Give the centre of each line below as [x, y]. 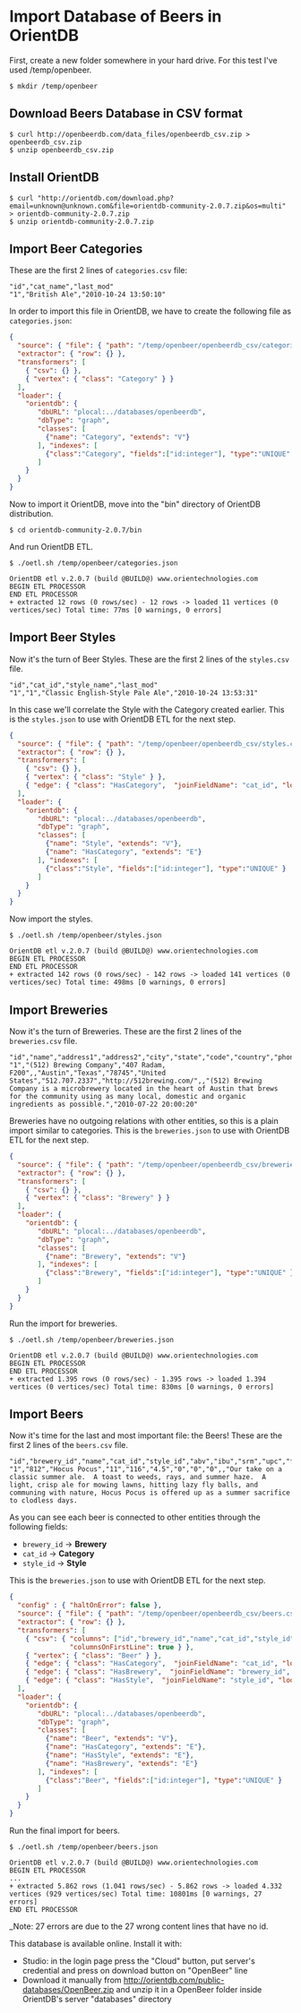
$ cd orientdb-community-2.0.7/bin [76, 530]
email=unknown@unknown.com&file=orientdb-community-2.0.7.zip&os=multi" [148, 206]
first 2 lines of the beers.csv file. [69, 1445]
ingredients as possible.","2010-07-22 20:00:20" [104, 1104]
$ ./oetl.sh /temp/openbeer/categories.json [94, 563]
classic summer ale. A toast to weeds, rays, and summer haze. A [138, 1478]
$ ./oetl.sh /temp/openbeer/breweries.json [92, 1340]
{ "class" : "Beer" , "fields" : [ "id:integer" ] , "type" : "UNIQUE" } [163, 1780]
